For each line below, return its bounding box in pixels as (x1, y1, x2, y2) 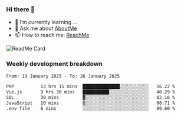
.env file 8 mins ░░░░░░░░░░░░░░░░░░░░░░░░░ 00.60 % (6, 105, 176, 111)
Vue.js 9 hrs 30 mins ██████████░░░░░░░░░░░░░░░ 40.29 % (6, 89, 176, 95)
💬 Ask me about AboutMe (14, 25, 77, 32)
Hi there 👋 (6, 5, 35, 14)
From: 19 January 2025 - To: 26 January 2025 (6, 73, 120, 79)
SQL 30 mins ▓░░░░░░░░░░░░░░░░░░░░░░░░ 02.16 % (6, 95, 176, 101)
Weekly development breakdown (6, 60, 103, 68)
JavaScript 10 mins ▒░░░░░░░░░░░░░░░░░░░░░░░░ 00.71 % (6, 100, 176, 106)
